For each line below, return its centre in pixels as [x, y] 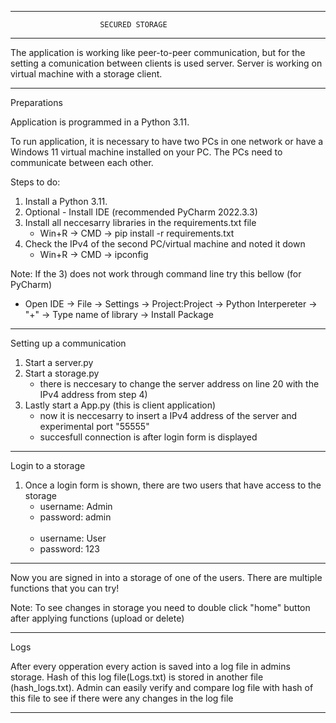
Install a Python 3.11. [66, 201]
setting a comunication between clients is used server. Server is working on [166, 63]
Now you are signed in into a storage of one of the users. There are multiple [166, 577]
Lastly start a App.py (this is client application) [120, 405]
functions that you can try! [65, 588]
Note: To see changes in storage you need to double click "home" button [160, 607]
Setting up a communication [68, 343]
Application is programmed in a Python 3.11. [100, 122]
